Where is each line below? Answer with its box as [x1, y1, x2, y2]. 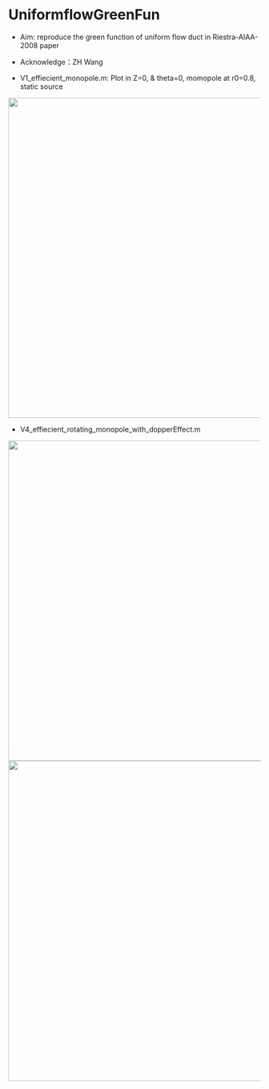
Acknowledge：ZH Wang [19, 57, 103, 66]
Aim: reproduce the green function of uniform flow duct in [19, 32, 211, 42]
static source [19, 82, 63, 91]
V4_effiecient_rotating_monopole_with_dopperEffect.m [19, 424, 201, 434]
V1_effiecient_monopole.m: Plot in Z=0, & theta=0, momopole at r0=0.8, [19, 73, 256, 82]
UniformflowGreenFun [8, 6, 160, 24]
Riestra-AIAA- [212, 32, 259, 42]
